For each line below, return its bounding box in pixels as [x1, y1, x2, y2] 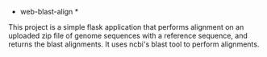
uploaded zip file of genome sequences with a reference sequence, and [8, 31, 248, 40]
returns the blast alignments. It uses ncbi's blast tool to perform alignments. [8, 39, 260, 49]
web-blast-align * [19, 7, 79, 16]
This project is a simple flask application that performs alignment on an [8, 22, 244, 31]
